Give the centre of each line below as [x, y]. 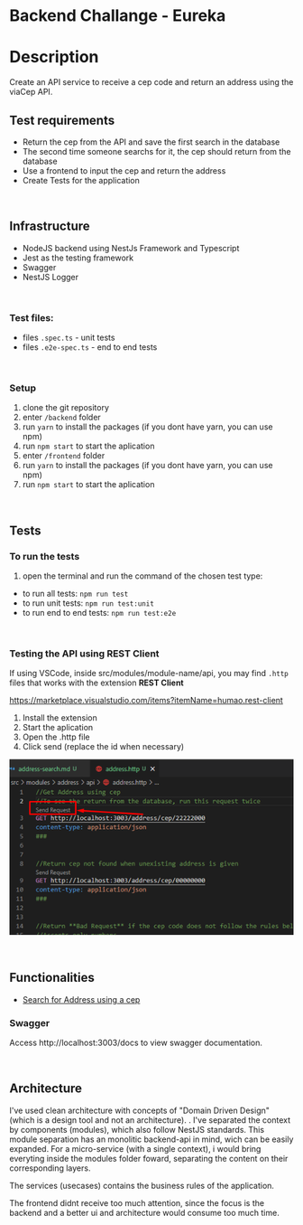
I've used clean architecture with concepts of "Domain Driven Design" [140, 1110]
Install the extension [60, 718]
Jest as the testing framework [78, 258]
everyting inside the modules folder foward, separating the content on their [149, 1158]
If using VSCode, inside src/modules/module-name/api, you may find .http [149, 674]
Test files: [32, 317]
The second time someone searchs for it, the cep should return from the [156, 151]
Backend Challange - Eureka [118, 16]
